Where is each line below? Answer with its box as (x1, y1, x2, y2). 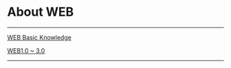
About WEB (7, 4, 74, 20)
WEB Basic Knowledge (7, 33, 72, 41)
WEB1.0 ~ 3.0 (7, 46, 45, 55)
